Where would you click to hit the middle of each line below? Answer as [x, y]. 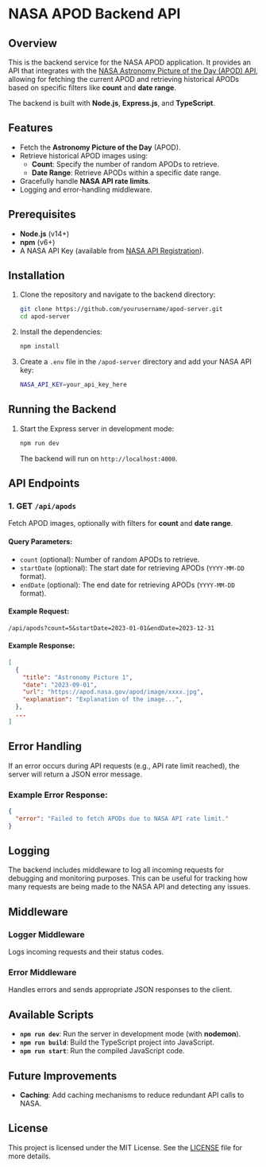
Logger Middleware [46, 934]
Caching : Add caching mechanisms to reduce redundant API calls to [132, 1095]
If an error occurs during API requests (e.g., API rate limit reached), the [124, 765]
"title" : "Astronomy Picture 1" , [78, 677]
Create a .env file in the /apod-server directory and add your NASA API [136, 362]
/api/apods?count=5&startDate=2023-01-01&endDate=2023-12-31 [112, 628]
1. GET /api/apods [42, 506]
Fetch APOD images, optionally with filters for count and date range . [121, 523]
